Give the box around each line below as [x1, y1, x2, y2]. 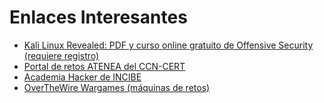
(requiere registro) [23, 49, 100, 61]
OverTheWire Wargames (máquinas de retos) [23, 81, 211, 93]
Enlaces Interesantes [9, 6, 188, 29]
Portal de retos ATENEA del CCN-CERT [23, 60, 186, 72]
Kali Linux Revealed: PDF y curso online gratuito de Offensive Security [23, 39, 314, 51]
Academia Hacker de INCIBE [23, 71, 142, 83]
